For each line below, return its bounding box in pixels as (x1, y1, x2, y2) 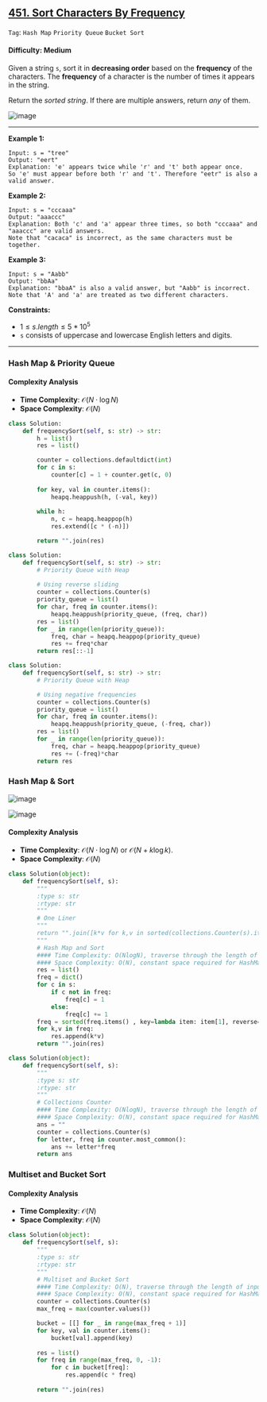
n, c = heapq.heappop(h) (50, 516, 133, 523)
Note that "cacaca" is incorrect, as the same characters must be (8, 234, 233, 242)
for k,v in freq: (37, 1025, 94, 1033)
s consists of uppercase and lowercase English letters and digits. (19, 330, 233, 340)
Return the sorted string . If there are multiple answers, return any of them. (8, 95, 251, 106)
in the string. (8, 80, 50, 90)
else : (50, 1002, 69, 1011)
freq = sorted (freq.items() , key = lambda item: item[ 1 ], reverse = (37, 1018, 261, 1025)
